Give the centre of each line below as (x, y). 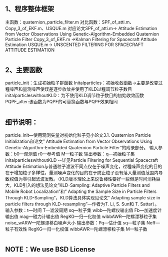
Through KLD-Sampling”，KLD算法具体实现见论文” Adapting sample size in (83, 198)
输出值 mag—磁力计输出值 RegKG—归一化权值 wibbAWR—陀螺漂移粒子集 (81, 216)
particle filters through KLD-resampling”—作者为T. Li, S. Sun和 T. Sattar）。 (82, 204)
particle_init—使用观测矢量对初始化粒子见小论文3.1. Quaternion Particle (78, 135)
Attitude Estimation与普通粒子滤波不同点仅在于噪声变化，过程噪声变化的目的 (84, 166)
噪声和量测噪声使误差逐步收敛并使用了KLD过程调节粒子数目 (71, 89)
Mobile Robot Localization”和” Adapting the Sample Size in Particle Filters (81, 191)
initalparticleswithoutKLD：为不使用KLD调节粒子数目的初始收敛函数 (74, 95)
